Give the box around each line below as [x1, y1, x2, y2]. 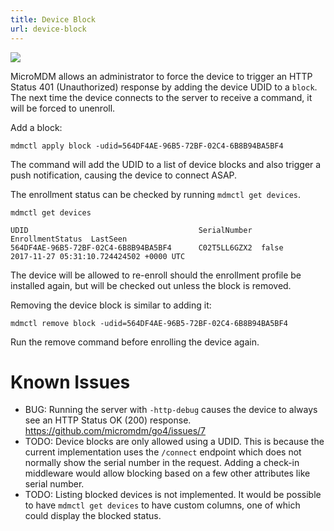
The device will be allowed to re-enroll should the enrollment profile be [10, 269, 302, 281]
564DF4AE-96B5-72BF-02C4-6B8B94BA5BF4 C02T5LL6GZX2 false [10, 242, 284, 253]
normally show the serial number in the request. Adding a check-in [24, 457, 300, 469]
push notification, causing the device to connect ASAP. [10, 169, 238, 181]
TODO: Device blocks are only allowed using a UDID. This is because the [24, 436, 325, 448]
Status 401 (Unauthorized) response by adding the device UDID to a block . [10, 81, 318, 93]
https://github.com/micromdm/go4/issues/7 [24, 425, 207, 437]
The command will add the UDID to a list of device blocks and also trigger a [10, 158, 322, 170]
